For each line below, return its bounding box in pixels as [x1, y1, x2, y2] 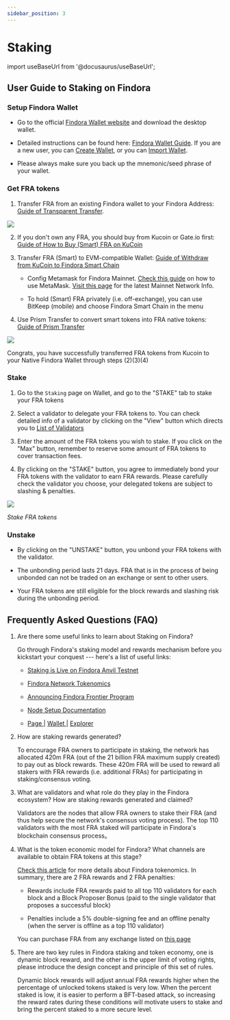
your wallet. [16, 167, 51, 175]
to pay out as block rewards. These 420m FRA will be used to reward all [16, 760, 220, 768]
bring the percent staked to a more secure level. [16, 1005, 153, 1013]
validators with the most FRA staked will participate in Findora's [16, 823, 196, 831]
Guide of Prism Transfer [16, 322, 85, 331]
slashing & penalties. [16, 486, 76, 495]
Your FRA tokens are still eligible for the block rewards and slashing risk [16, 587, 219, 595]
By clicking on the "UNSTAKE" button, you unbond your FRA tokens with [16, 546, 222, 554]
